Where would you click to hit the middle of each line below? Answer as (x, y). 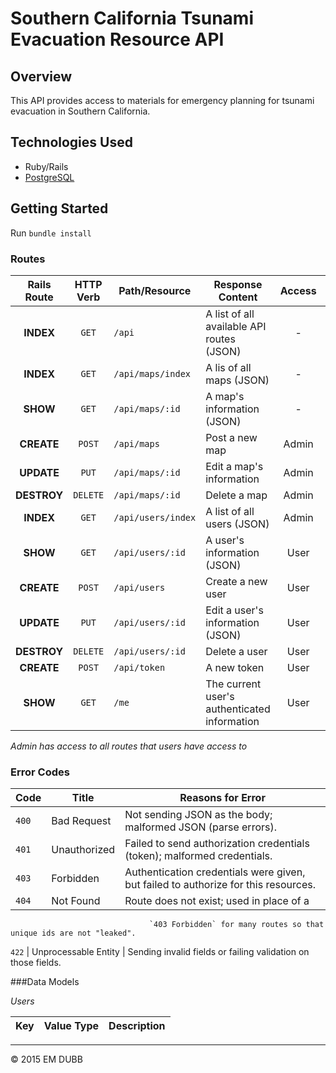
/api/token (139, 667)
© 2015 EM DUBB (46, 1059)
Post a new (231, 437)
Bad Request (81, 821)
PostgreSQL (49, 177)
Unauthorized (83, 850)
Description (137, 1026)
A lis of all (228, 367)
